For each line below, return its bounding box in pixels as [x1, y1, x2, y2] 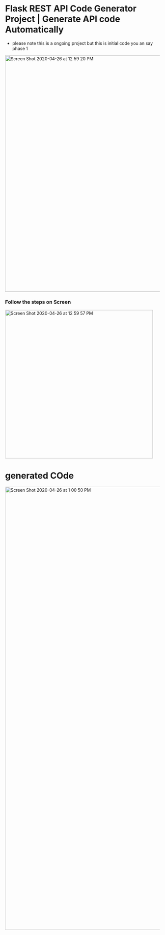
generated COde [5, 470, 74, 481]
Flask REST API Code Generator [5, 3, 137, 14]
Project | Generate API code [5, 13, 120, 25]
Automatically [5, 24, 64, 35]
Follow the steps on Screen [5, 298, 71, 305]
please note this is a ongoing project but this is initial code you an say [12, 40, 153, 46]
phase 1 [12, 45, 28, 51]
